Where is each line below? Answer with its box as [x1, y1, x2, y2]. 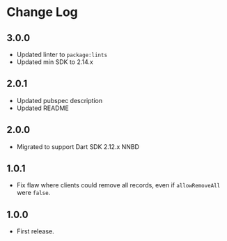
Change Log [6, 4, 78, 20]
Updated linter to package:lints [16, 50, 108, 59]
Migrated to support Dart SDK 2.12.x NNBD [16, 142, 140, 150]
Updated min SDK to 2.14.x [16, 58, 93, 66]
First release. [16, 227, 54, 235]
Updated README [16, 104, 69, 112]
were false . [16, 189, 51, 197]
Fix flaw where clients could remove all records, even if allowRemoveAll [16, 181, 221, 189]
